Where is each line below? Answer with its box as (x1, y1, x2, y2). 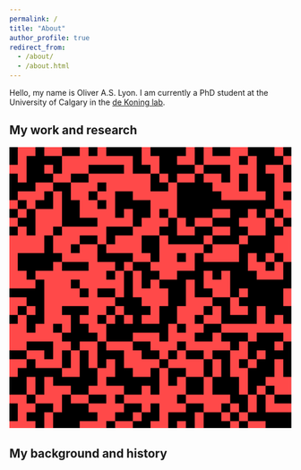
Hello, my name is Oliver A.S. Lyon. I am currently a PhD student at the (9, 88, 269, 98)
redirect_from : (9, 43, 66, 52)
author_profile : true (9, 33, 90, 42)
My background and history (9, 446, 168, 461)
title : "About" (9, 23, 66, 33)
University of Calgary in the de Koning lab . (9, 97, 166, 107)
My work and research (9, 123, 138, 138)
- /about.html (17, 62, 70, 71)
